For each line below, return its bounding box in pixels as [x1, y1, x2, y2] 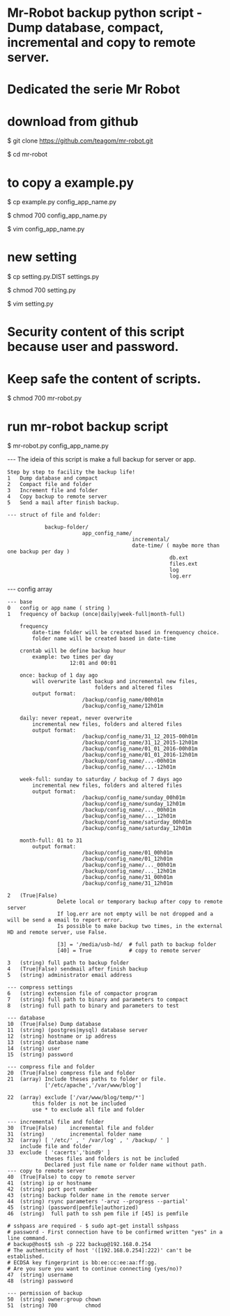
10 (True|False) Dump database [7, 1021, 101, 1028]
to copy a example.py [7, 175, 135, 190]
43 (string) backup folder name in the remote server [7, 1192, 170, 1199]
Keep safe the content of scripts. [7, 371, 201, 387]
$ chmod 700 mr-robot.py [7, 394, 82, 403]
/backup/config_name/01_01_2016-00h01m [82, 745, 198, 752]
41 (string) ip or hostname [7, 1180, 92, 1187]
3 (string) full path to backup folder [7, 959, 130, 966]
